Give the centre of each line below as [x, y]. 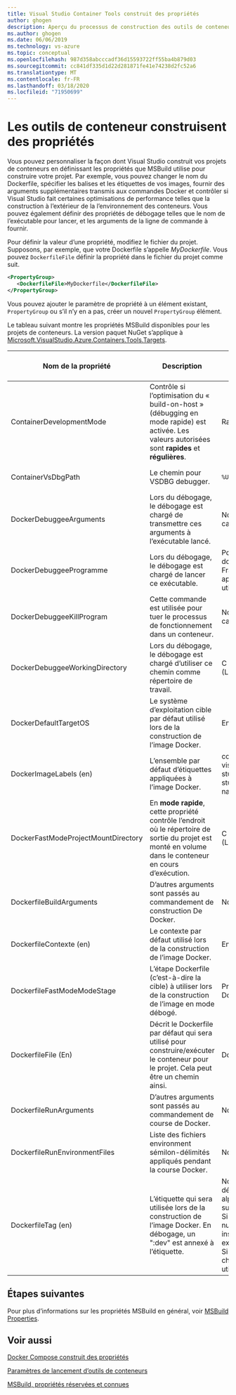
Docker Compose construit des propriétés [68, 1357]
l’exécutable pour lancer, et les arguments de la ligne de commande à [108, 221]
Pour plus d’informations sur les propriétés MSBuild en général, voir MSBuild [118, 1311]
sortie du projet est [181, 838]
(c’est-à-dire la [176, 977]
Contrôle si [168, 386]
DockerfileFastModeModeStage [64, 990]
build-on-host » [177, 404]
